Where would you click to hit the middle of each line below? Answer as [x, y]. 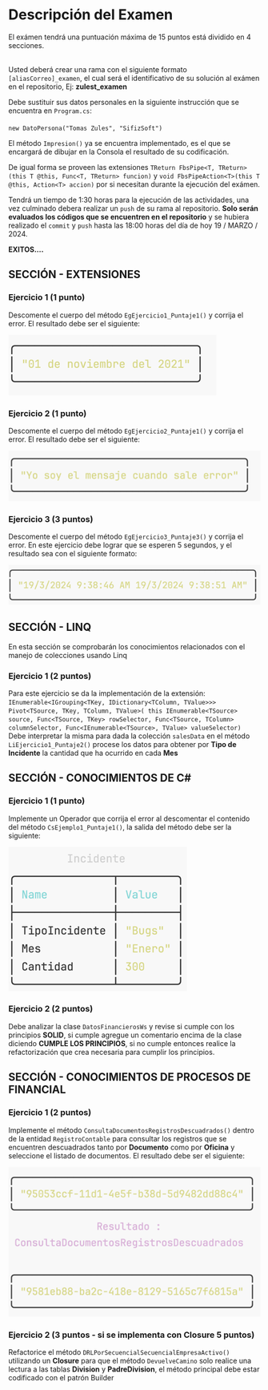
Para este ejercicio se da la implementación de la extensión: [107, 693]
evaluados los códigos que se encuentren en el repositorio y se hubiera [129, 216]
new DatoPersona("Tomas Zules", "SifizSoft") [85, 128]
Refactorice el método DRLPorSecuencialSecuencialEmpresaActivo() [119, 1352]
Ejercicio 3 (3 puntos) [51, 519]
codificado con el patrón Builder [61, 1378]
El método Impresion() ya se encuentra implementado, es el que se [119, 143]
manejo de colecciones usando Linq [68, 655]
